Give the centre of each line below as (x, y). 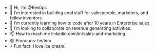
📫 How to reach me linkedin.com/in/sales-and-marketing (68, 34)
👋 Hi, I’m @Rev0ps (28, 8)
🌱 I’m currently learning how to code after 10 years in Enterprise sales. (80, 23)
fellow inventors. (26, 18)
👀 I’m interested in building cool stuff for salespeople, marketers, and (79, 13)
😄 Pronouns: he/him (30, 41)
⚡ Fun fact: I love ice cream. (38, 46)
